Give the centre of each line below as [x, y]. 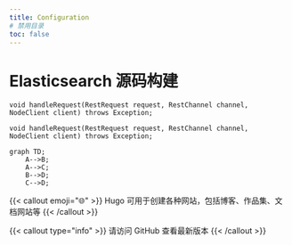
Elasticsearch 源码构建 [93, 81]
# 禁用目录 [27, 26]
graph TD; [28, 152]
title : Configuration [49, 17]
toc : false [29, 34]
